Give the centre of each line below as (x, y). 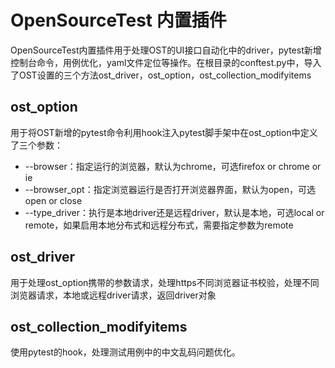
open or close (53, 200)
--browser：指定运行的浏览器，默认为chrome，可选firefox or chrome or (173, 166)
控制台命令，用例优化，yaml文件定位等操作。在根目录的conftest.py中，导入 (166, 62)
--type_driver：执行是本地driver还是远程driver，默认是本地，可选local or (174, 212)
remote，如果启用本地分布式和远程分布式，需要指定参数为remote (159, 225)
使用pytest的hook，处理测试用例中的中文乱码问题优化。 (125, 352)
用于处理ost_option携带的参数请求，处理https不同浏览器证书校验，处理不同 (165, 282)
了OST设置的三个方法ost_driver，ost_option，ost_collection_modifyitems (161, 75)
